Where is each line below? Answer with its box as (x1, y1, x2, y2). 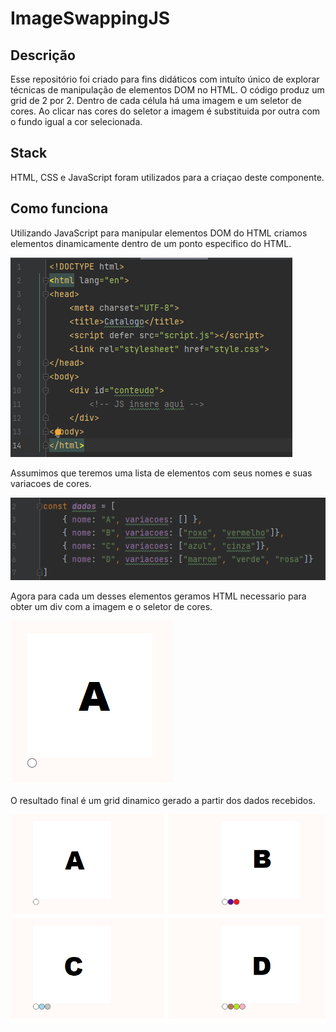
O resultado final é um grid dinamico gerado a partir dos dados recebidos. (10, 794, 316, 806)
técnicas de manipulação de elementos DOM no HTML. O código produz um (10, 84, 325, 96)
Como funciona (10, 200, 109, 217)
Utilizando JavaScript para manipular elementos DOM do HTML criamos (10, 227, 308, 239)
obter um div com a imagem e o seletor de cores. (10, 600, 213, 612)
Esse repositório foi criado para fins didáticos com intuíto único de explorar (10, 73, 320, 85)
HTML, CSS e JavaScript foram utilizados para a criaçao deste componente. (10, 171, 325, 183)
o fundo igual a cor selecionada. (10, 116, 143, 127)
